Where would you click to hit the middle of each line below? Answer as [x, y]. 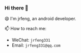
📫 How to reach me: [26, 29]
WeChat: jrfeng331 [31, 40]
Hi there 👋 [17, 8]
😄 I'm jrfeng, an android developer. [40, 19]
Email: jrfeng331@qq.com [36, 45]
